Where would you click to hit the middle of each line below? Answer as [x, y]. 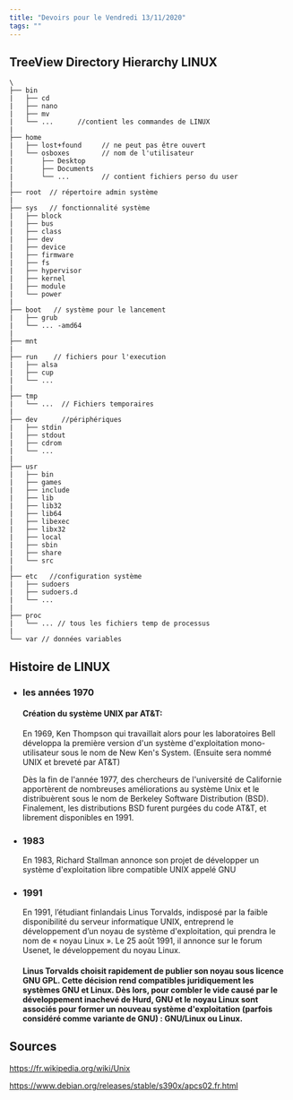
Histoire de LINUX [60, 667]
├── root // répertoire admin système [84, 193]
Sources [33, 1047]
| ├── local [36, 537]
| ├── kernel [38, 279]
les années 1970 [58, 692]
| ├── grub [34, 318]
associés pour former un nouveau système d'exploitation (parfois [147, 1010]
